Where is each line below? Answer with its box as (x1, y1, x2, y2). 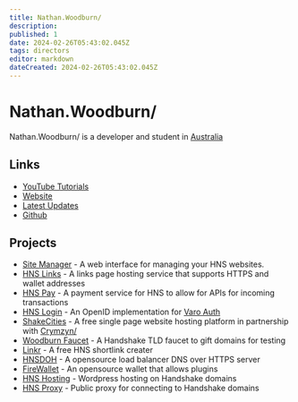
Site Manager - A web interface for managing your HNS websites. (21, 259, 265, 269)
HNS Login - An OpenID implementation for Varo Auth (21, 306, 221, 318)
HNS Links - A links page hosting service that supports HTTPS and (21, 269, 269, 279)
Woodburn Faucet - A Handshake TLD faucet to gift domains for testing (21, 335, 286, 346)
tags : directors (9, 47, 70, 56)
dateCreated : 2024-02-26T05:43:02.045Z (9, 64, 158, 73)
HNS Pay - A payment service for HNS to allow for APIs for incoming (21, 287, 276, 298)
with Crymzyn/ (21, 326, 78, 337)
